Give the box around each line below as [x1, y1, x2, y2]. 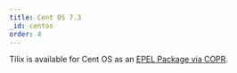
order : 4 [9, 29, 42, 38]
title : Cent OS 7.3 [9, 12, 82, 22]
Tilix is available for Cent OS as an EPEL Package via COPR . [9, 54, 229, 65]
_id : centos [9, 21, 53, 30]
